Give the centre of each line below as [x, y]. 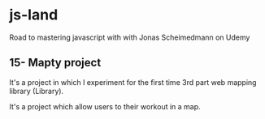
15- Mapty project [55, 63]
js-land [34, 15]
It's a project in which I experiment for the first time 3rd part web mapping [133, 82]
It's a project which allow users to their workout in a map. [105, 106]
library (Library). [37, 91]
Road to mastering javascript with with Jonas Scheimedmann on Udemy [130, 37]
